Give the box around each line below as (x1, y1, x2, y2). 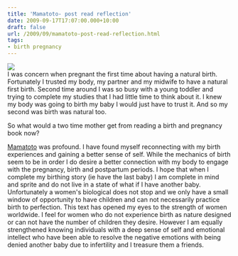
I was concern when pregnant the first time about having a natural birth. (7, 70, 218, 78)
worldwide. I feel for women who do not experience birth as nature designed (7, 211, 232, 218)
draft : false (7, 23, 46, 30)
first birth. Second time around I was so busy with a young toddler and (7, 85, 214, 93)
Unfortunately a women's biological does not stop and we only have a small (7, 188, 229, 196)
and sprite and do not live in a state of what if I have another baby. (7, 180, 201, 189)
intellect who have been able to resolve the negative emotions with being (7, 233, 222, 241)
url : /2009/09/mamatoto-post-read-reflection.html (7, 30, 161, 38)
